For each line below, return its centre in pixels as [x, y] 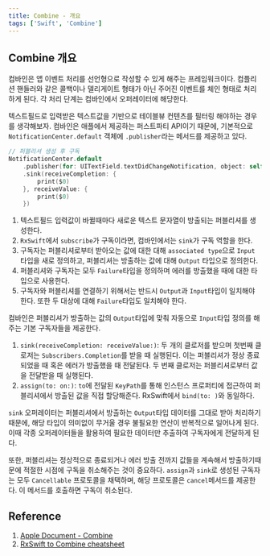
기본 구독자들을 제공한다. [62, 328]
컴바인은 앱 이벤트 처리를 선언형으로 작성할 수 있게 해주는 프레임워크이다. [122, 79]
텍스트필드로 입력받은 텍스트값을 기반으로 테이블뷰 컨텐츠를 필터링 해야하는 [125, 116]
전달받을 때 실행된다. [61, 376]
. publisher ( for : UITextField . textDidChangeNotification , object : [135, 167]
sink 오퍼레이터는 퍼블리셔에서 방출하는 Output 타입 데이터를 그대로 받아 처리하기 [135, 413]
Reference [35, 516]
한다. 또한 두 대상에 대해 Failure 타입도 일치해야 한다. [103, 301]
